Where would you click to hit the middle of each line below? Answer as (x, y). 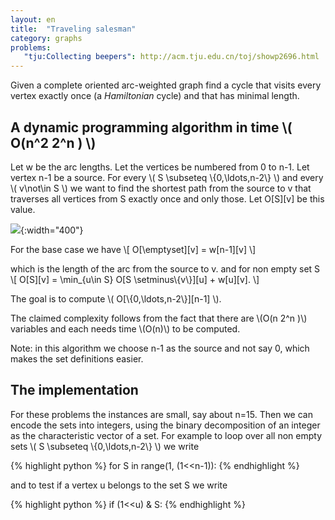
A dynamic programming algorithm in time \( (151, 127)
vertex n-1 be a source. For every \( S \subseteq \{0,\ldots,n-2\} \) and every (167, 177)
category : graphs (46, 38)
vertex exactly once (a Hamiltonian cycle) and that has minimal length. (155, 96)
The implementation (74, 390)
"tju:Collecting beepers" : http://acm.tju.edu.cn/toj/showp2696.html (171, 57)
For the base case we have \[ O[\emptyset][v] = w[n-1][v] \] (133, 249)
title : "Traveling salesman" (73, 29)
